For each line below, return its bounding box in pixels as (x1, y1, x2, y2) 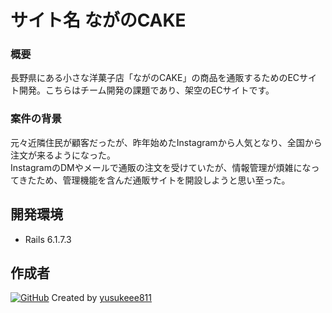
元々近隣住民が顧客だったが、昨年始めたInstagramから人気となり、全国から (10, 136, 323, 148)
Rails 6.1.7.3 (24, 233, 72, 245)
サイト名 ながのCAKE (10, 9, 187, 32)
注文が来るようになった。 (10, 149, 116, 161)
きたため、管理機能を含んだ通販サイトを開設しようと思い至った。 (18, 174, 291, 186)
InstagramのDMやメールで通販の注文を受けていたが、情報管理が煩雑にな (10, 161, 312, 173)
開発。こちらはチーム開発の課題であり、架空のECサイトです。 (18, 84, 275, 96)
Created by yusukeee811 (51, 292, 152, 304)
